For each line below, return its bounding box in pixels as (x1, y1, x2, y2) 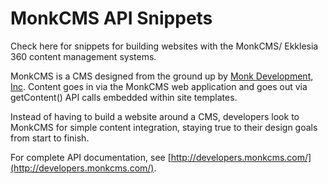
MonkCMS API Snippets (10, 7, 213, 30)
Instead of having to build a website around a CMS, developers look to (10, 110, 300, 122)
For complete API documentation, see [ (10, 151, 172, 163)
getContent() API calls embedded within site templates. (10, 91, 238, 103)
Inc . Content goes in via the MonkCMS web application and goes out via (10, 80, 308, 92)
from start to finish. (10, 132, 90, 144)
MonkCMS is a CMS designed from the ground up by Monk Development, (10, 70, 314, 82)
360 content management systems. (10, 50, 157, 62)
